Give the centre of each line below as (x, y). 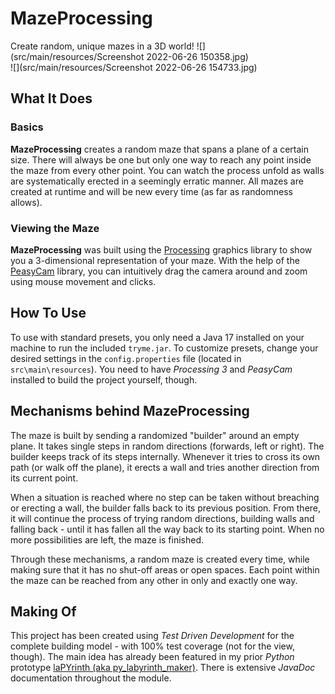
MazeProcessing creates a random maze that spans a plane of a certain (160, 149)
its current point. (44, 478)
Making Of (43, 611)
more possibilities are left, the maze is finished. (107, 539)
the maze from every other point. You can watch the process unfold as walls (167, 170)
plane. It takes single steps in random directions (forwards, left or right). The (167, 446)
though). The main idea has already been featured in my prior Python (152, 657)
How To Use (48, 313)
